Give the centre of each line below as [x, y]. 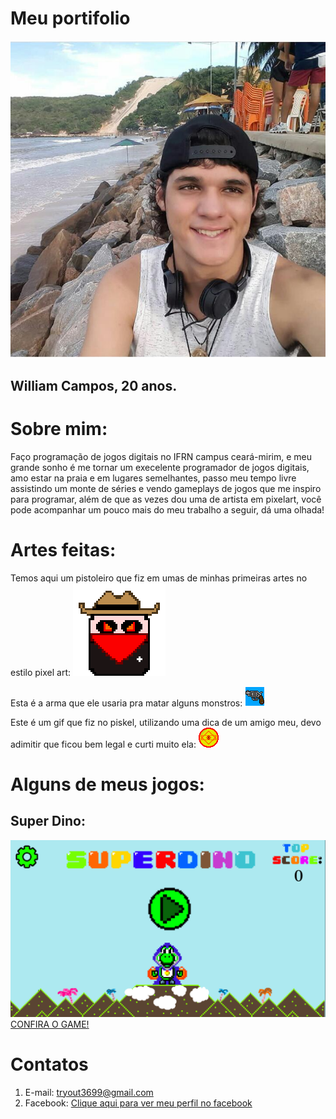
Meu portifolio [70, 18]
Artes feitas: [63, 549]
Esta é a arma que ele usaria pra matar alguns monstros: [126, 703]
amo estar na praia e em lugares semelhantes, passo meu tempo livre [153, 478]
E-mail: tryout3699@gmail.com [89, 1092]
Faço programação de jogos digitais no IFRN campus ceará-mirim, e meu [161, 456]
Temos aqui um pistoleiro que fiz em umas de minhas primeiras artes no [159, 578]
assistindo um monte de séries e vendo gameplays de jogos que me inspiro [166, 488]
